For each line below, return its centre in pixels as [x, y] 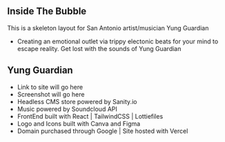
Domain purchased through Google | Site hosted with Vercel [102, 131]
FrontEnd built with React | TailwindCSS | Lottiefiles [90, 116]
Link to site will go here [50, 87]
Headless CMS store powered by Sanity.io [77, 101]
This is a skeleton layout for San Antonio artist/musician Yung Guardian [108, 28]
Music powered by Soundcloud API [67, 109]
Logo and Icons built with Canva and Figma [79, 123]
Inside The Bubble [47, 11]
